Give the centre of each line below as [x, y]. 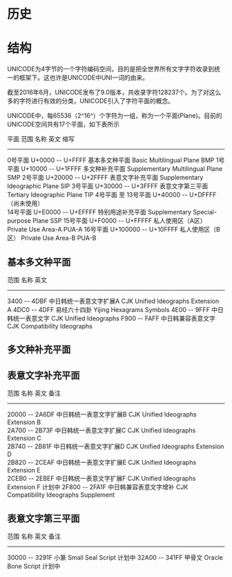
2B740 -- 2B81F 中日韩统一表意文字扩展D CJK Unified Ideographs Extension [116, 446]
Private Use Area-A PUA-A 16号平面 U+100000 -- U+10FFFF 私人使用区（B [114, 230]
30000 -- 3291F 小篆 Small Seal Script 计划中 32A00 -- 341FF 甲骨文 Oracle [115, 557]
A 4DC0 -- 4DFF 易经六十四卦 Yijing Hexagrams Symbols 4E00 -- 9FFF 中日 [116, 309]
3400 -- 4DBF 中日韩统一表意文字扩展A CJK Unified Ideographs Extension [113, 301]
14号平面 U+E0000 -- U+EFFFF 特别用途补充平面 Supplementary [99, 212]
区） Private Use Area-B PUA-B [52, 238]
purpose [19, 221]
